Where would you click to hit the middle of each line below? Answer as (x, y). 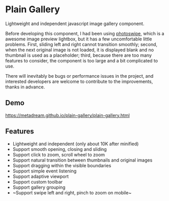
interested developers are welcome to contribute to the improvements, (79, 81)
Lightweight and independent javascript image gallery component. (75, 24)
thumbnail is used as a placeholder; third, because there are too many (78, 55)
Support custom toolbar (37, 182)
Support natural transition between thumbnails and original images (82, 160)
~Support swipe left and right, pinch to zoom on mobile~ (72, 192)
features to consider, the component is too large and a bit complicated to (82, 60)
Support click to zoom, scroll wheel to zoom (59, 154)
